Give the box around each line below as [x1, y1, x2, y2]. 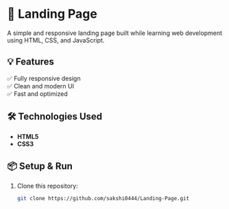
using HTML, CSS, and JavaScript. [7, 36, 105, 44]
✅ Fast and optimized [7, 89, 68, 98]
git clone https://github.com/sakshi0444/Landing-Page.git [16, 195, 190, 202]
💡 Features [7, 56, 55, 68]
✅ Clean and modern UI [7, 82, 74, 90]
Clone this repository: [16, 182, 78, 190]
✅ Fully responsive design [7, 74, 81, 82]
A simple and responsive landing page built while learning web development [7, 29, 223, 37]
